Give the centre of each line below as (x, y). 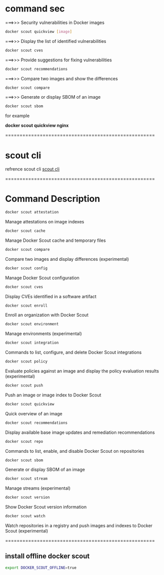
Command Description (53, 199)
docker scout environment (32, 324)
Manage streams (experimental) (38, 488)
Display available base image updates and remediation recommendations (80, 432)
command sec (35, 9)
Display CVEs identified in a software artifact (51, 296)
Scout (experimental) (27, 531)
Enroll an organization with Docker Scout (47, 315)
